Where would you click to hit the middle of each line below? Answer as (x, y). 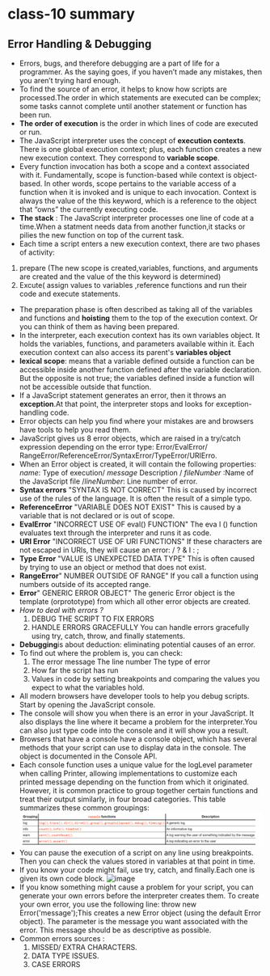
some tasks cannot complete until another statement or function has (133, 106)
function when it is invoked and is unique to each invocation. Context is (138, 192)
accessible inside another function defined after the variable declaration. (140, 370)
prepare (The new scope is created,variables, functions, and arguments (139, 268)
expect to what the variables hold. (88, 687)
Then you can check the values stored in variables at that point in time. (137, 861)
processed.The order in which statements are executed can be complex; (140, 97)
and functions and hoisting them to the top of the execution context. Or (138, 318)
